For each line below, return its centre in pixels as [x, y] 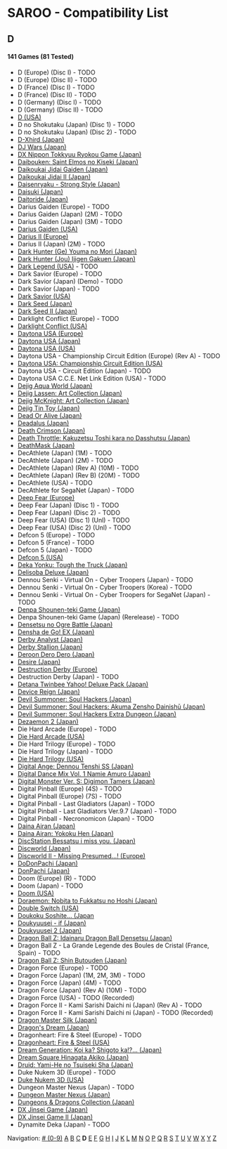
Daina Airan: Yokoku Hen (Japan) [65, 833]
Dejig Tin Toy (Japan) [48, 408]
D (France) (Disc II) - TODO [57, 94]
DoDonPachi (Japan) [48, 863]
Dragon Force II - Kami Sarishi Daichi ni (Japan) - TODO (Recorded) [115, 1012]
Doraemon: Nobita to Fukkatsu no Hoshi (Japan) [87, 900]
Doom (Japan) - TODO [50, 886]
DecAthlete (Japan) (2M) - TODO [65, 460]
